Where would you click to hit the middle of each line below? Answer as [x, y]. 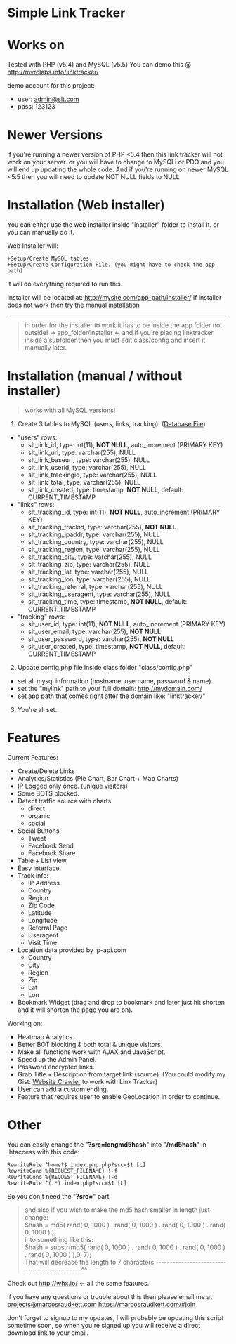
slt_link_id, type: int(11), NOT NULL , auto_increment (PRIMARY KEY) [125, 444]
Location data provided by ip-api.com [72, 950]
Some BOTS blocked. [48, 793]
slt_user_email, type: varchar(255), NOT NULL [94, 631]
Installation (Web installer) [86, 205]
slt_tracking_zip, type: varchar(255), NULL [89, 564]
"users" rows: [37, 437]
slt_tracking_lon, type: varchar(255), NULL [89, 579]
